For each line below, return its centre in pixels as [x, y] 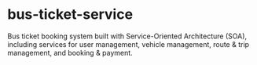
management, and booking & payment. [70, 52]
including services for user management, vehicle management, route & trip [128, 44]
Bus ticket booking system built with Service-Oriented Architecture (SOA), [127, 36]
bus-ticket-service [70, 14]
